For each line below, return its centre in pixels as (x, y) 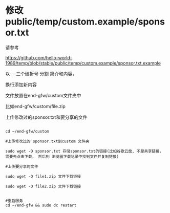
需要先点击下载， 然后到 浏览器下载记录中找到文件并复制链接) (62, 157)
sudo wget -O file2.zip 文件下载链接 (43, 186)
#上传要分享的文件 (22, 166)
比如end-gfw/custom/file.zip (35, 106)
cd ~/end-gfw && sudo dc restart (41, 205)
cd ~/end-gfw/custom (27, 131)
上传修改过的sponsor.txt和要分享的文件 (46, 117)
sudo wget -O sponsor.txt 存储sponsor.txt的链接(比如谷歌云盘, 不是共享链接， (84, 151)
